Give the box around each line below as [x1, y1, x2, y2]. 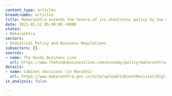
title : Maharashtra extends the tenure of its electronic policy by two [5, 17, 164, 22]
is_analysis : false [5, 79, 47, 84]
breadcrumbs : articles [5, 12, 54, 17]
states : [5, 27, 22, 32]
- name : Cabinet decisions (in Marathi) [5, 69, 93, 75]
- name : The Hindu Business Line [5, 55, 77, 60]
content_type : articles [5, 7, 56, 13]
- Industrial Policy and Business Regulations [5, 41, 106, 46]
